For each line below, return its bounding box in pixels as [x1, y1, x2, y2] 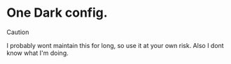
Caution [6, 28, 29, 36]
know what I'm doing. [6, 49, 69, 57]
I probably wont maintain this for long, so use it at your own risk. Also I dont [6, 41, 225, 49]
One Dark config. [6, 5, 108, 21]
